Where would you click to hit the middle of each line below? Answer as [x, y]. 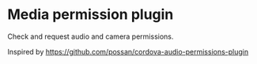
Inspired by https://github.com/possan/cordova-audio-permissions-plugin [128, 51]
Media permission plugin [91, 15]
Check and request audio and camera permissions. [91, 36]
